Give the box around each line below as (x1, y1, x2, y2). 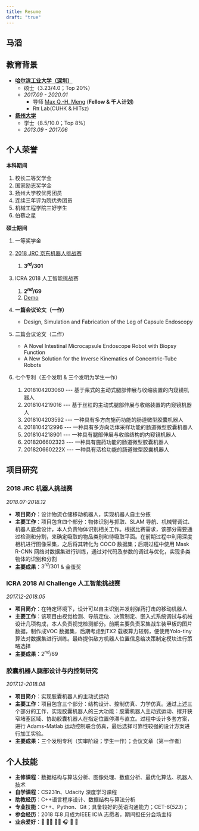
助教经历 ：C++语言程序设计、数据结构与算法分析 (14, 796, 136, 803)
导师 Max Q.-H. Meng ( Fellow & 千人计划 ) (32, 98, 134, 105)
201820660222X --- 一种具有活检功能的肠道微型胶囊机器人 (23, 446, 170, 453)
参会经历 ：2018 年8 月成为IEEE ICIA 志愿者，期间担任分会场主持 (14, 811, 172, 818)
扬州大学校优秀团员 (14, 189, 63, 197)
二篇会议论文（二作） (14, 330, 67, 337)
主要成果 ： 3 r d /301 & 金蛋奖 (14, 562, 82, 570)
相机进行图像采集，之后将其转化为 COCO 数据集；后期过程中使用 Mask (14, 540, 189, 547)
